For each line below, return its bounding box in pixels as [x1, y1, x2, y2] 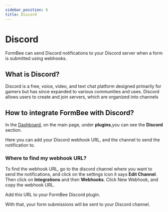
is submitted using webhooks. [5, 56, 67, 62]
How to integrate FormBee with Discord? [5, 108, 134, 117]
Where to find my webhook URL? [5, 154, 87, 161]
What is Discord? [5, 70, 60, 78]
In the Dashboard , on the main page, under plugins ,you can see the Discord [5, 122, 163, 128]
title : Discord [5, 12, 37, 17]
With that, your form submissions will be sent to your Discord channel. [5, 201, 150, 207]
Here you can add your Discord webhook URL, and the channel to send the [5, 137, 160, 143]
